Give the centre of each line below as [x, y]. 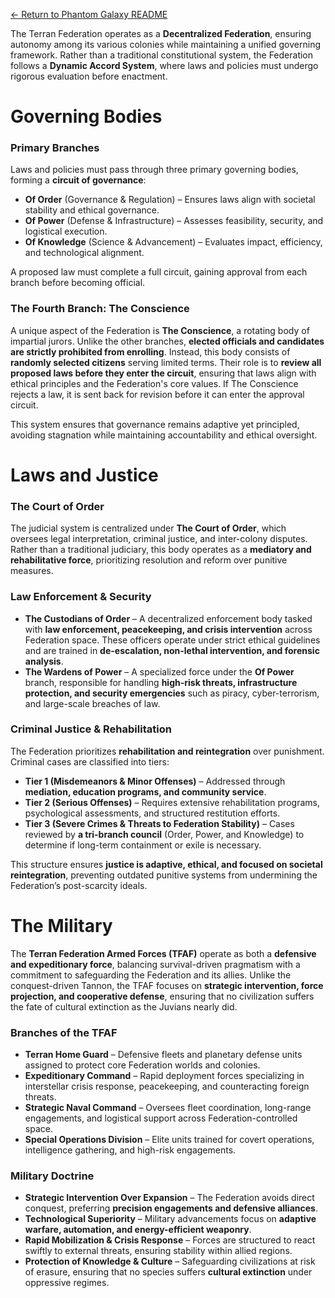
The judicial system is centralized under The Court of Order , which [148, 528]
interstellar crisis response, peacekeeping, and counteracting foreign [167, 1086]
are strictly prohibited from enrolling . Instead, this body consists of [150, 351]
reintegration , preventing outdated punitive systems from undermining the [164, 875]
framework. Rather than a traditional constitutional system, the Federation [162, 55]
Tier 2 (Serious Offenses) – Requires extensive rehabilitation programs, [172, 802]
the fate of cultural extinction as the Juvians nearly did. [124, 1006]
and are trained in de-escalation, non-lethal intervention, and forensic [172, 650]
